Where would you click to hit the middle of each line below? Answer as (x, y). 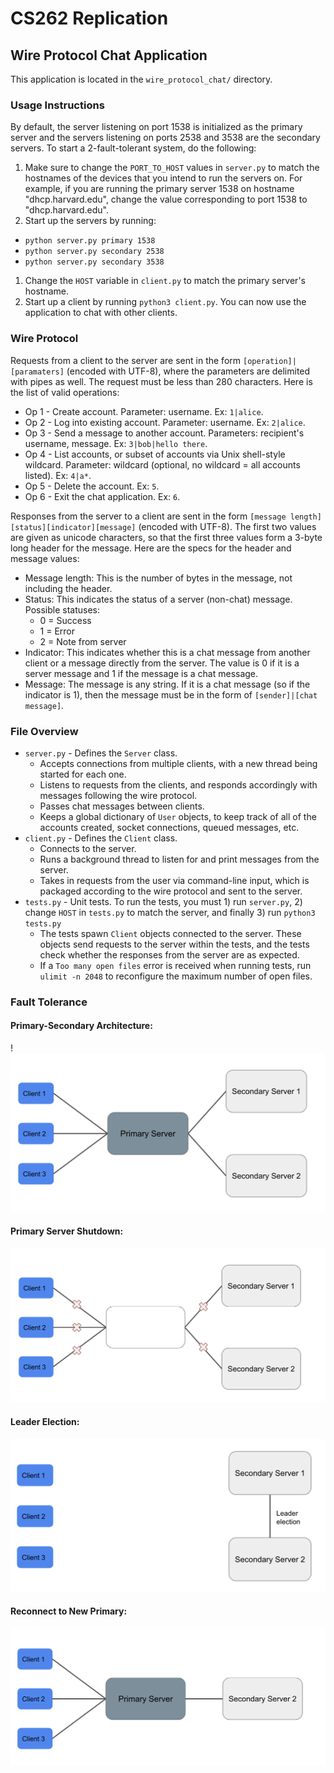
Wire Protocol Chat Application (109, 55)
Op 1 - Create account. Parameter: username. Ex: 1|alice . (144, 411)
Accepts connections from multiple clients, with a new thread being (178, 763)
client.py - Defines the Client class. (101, 838)
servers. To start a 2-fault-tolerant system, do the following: (133, 148)
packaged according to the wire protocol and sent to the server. (171, 891)
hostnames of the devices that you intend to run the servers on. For (163, 178)
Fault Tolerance (49, 1002)
